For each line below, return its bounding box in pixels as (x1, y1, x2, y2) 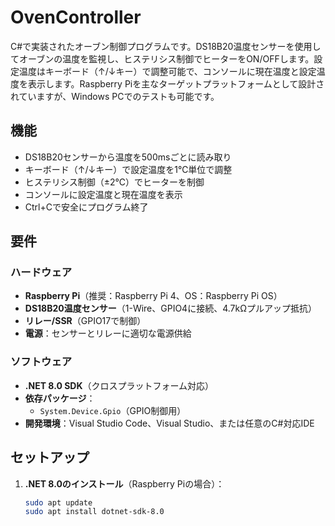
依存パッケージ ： (24, 392, 96, 404)
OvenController (10, 6, 142, 29)
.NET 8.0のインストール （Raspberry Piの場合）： (24, 477, 225, 490)
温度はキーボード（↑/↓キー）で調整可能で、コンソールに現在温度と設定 (18, 65, 317, 77)
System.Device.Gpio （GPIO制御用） (39, 404, 187, 416)
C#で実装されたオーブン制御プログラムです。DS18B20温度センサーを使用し (10, 40, 322, 52)
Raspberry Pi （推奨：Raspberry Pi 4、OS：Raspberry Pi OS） (24, 290, 283, 302)
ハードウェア (10, 266, 73, 280)
